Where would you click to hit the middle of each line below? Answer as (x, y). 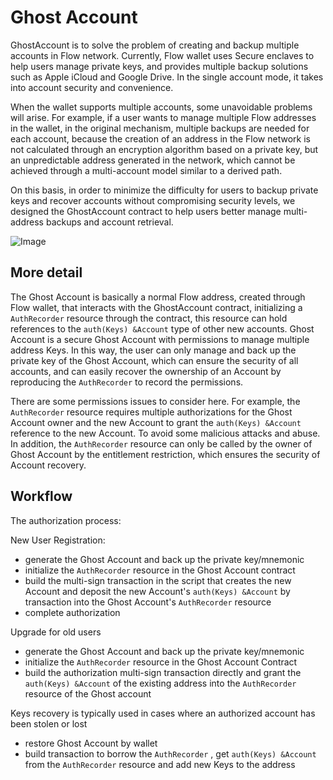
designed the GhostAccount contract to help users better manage (146, 211)
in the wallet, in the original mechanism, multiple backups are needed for (160, 128)
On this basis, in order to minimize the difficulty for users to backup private (164, 190)
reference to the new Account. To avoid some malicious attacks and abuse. (165, 433)
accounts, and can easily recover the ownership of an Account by (146, 371)
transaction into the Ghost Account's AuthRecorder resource (148, 602)
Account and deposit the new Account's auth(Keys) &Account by (157, 591)
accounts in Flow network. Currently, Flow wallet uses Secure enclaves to (162, 55)
